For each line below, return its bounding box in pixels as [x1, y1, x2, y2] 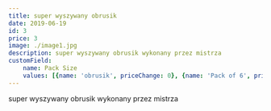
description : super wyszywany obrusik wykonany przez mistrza [8, 49, 222, 57]
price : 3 [8, 34, 38, 43]
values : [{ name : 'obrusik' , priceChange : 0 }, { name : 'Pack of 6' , [23, 72, 251, 80]
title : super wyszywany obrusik [8, 11, 117, 20]
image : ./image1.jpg [8, 42, 78, 50]
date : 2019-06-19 [8, 19, 67, 27]
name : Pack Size [23, 64, 78, 72]
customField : [8, 57, 52, 65]
